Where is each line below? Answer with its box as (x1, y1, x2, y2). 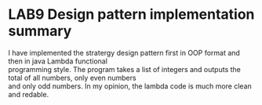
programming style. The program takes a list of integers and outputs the (8, 64, 241, 74)
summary (8, 22, 72, 40)
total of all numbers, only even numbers (8, 73, 136, 82)
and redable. (8, 89, 49, 99)
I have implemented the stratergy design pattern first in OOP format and (8, 48, 241, 57)
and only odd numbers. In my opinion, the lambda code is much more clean (8, 81, 253, 91)
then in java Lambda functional (8, 56, 108, 66)
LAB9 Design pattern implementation (8, 5, 255, 24)
